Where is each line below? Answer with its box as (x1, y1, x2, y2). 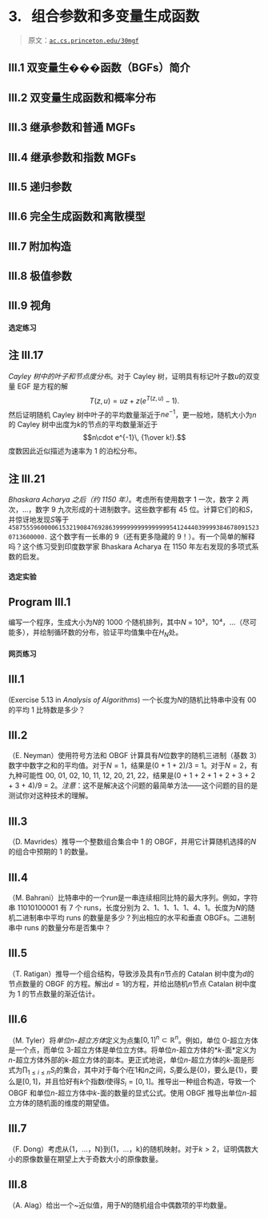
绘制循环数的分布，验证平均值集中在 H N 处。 (39, 627, 183, 639)
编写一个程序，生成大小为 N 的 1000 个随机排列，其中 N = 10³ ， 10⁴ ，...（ (8, 618, 243, 627)
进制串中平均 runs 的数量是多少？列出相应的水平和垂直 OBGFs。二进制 (22, 913, 255, 922)
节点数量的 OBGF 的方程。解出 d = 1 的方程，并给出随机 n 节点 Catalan (8, 978, 234, 988)
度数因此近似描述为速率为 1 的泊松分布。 (8, 446, 142, 456)
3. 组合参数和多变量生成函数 (8, 7, 200, 26)
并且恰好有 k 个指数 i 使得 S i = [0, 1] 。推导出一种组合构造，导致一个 (44, 1077, 257, 1088)
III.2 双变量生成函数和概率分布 (8, 91, 156, 104)
